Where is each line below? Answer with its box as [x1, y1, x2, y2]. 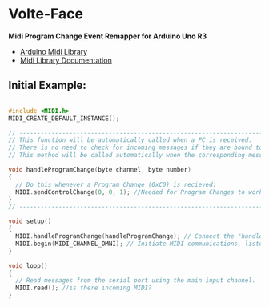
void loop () [8, 261, 48, 269]
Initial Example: [8, 79, 86, 92]
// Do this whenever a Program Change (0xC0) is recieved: [15, 180, 217, 188]
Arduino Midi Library [19, 46, 88, 56]
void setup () [8, 217, 52, 225]
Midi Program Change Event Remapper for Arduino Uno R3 [8, 31, 207, 41]
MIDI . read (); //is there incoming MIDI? [15, 284, 152, 293]
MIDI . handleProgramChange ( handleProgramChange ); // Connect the [15, 232, 235, 240]
